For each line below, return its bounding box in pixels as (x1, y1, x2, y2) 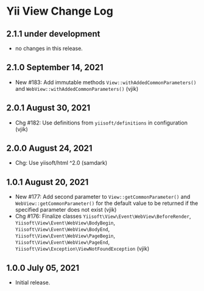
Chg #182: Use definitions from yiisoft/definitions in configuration (15, 119, 188, 126)
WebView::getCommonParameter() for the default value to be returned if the (15, 199, 199, 207)
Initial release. (15, 279, 51, 286)
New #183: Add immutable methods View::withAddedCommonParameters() (15, 78, 197, 86)
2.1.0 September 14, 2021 (6, 62, 104, 73)
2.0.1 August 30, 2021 (6, 102, 90, 113)
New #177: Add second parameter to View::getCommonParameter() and (15, 193, 191, 201)
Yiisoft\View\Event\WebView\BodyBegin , (15, 219, 116, 226)
